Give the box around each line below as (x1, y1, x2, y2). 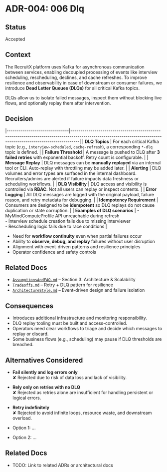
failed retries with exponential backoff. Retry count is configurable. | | (5, 154, 149, 160)
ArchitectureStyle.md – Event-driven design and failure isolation (12, 287, 145, 293)
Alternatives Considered (5, 356, 83, 365)
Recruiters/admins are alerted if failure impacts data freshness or (5, 175, 139, 181)
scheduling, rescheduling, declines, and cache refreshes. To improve (5, 74, 147, 80)
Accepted (5, 36, 25, 42)
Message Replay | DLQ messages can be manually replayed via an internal (5, 159, 161, 165)
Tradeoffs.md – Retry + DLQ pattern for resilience (12, 282, 114, 288)
